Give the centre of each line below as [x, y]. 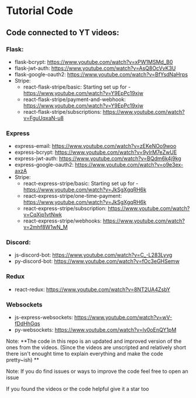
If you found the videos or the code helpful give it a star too [78, 389]
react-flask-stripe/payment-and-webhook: [74, 99]
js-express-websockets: [44, 318]
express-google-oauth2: [44, 165]
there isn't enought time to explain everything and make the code [85, 354]
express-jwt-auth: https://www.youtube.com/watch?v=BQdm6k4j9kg [98, 158]
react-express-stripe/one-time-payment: [73, 196]
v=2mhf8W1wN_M [46, 227]
